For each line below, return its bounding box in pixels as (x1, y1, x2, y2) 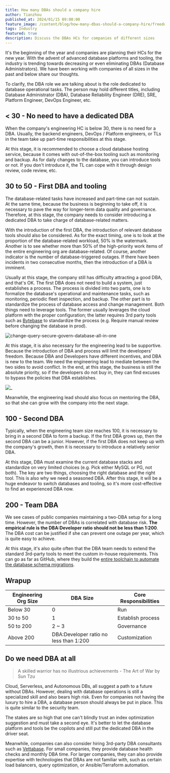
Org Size (17, 597, 38, 604)
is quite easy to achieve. (5, 535, 56, 542)
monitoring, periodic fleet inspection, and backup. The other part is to (5, 296, 151, 302)
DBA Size (70, 594, 94, 601)
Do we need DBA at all (5, 654, 76, 663)
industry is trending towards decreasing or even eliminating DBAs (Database (5, 60, 164, 66)
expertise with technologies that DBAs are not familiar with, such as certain (5, 756, 162, 762)
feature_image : (5, 21, 37, 27)
